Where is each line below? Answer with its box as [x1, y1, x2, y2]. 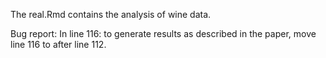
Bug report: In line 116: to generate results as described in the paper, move [10, 28, 317, 39]
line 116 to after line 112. [10, 39, 107, 50]
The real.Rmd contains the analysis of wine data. [10, 9, 212, 20]
